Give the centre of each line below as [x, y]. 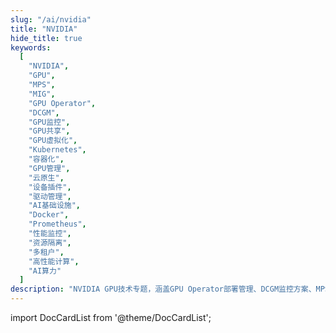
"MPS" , [42, 85]
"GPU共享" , [49, 131]
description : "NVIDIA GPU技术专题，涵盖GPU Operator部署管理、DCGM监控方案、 [163, 289]
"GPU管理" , [49, 168]
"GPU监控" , [49, 122]
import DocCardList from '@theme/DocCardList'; [111, 317]
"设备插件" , [50, 187]
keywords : [31, 47]
